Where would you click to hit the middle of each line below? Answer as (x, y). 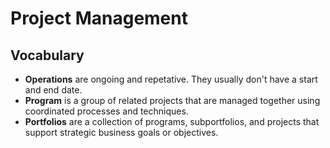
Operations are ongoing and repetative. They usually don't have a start (171, 79)
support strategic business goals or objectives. (121, 132)
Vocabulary (47, 55)
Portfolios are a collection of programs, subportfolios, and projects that (172, 121)
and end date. (53, 90)
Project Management (99, 18)
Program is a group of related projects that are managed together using (172, 100)
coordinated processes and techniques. (106, 111)
